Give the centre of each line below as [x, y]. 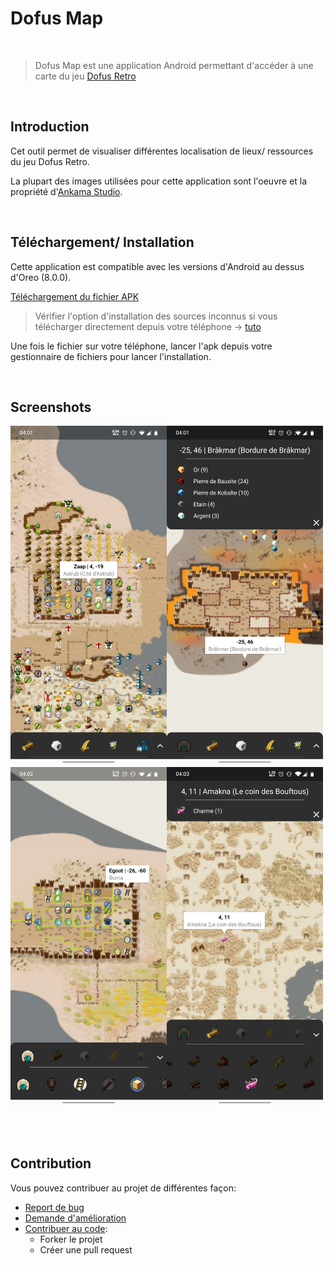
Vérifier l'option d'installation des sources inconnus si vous [156, 316]
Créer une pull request [86, 1249]
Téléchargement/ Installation [102, 242]
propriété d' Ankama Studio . [66, 191]
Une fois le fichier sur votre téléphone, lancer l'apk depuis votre [141, 346]
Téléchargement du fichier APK [75, 296]
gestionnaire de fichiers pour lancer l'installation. [111, 356]
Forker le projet [71, 1239]
